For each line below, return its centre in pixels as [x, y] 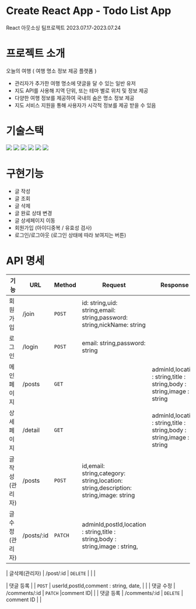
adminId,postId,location [114, 524]
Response [174, 285]
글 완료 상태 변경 [33, 213]
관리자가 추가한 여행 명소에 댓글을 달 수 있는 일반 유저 [75, 83]
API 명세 [25, 261]
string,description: [107, 488]
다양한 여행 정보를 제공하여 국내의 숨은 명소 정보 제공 [74, 98]
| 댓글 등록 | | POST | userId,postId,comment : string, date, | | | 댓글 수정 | [91, 586]
